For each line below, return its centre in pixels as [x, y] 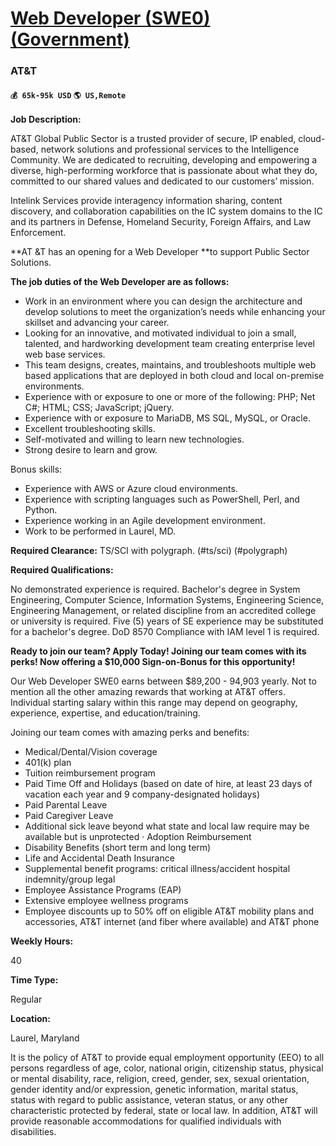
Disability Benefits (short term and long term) [118, 848]
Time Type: [34, 980]
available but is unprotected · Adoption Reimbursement [138, 837]
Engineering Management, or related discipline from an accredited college [163, 611]
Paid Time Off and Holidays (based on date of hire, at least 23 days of [168, 784]
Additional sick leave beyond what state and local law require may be [167, 826]
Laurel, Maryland [45, 1038]
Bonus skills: [36, 469]
